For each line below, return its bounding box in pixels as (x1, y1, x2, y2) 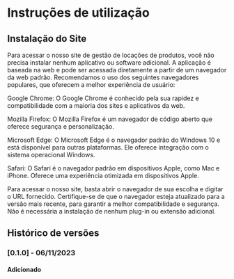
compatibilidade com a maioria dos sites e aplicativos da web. (7, 102, 185, 109)
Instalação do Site (7, 33, 87, 45)
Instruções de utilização (7, 5, 150, 21)
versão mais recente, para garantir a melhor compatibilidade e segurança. (7, 200, 219, 208)
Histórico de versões (7, 228, 100, 239)
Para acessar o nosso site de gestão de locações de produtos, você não (7, 51, 214, 59)
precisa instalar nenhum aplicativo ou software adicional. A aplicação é (7, 58, 211, 67)
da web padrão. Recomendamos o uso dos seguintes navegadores (7, 73, 199, 81)
